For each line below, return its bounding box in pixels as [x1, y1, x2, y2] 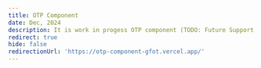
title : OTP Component [8, 11, 79, 20]
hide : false [8, 41, 47, 48]
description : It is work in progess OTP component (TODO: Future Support [8, 26, 255, 34]
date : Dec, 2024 [8, 19, 61, 27]
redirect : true [8, 33, 58, 41]
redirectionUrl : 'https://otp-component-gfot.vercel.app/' [8, 48, 205, 55]
